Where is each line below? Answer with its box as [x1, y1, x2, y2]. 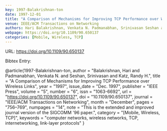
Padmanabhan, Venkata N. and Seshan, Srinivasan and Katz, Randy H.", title [5, 73, 161, 79]
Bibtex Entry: [5, 58, 31, 64]
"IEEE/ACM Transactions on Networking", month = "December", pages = [5, 99, 154, 105]
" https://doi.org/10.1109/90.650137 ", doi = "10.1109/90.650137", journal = [5, 93, 153, 99]
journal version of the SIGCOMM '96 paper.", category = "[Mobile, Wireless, [5, 109, 160, 115]
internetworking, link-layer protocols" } [5, 120, 84, 126]
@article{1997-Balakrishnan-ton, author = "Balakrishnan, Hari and [5, 67, 140, 73]
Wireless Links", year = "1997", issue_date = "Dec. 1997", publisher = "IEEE [5, 83, 158, 89]
